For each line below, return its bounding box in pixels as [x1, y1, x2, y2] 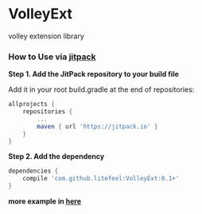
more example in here [8, 196, 82, 206]
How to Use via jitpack [8, 51, 96, 62]
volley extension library [8, 31, 85, 41]
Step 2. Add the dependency [8, 152, 105, 161]
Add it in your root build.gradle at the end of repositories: [8, 85, 195, 94]
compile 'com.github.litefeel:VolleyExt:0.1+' [22, 175, 180, 183]
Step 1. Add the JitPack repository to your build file [8, 69, 179, 79]
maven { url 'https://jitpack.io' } [37, 122, 158, 130]
